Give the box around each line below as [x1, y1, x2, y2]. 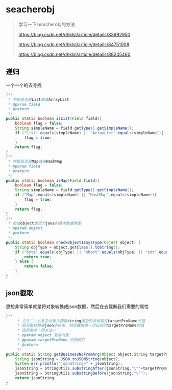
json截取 [6, 289, 34, 298]
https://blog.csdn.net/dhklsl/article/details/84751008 [18, 41, 130, 47]
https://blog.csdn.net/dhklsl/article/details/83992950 [18, 31, 131, 37]
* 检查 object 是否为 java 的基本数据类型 [8, 221, 81, 226]
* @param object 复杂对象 [17, 333, 69, 338]
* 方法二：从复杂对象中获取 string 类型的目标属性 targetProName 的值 [17, 318, 145, 323]
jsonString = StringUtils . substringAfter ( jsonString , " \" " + [15, 366, 143, 371]
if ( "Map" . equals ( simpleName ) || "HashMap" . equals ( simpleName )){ [15, 192, 157, 198]
